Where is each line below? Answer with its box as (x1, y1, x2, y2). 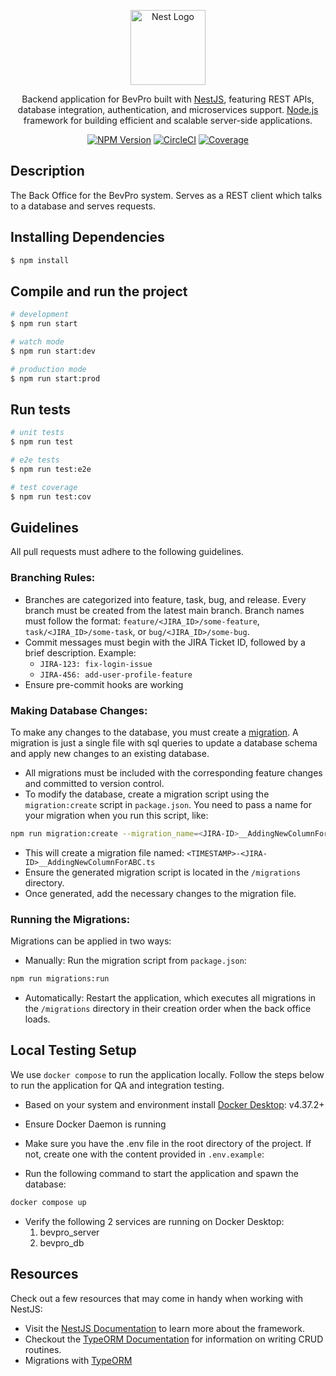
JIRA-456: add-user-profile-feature (39, 670, 193, 680)
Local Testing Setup (10, 1042, 137, 1059)
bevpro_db (39, 1236, 85, 1249)
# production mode (10, 364, 87, 374)
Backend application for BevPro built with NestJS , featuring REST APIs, (21, 93, 315, 105)
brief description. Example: (24, 646, 137, 659)
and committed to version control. (24, 778, 165, 790)
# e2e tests (10, 455, 60, 465)
